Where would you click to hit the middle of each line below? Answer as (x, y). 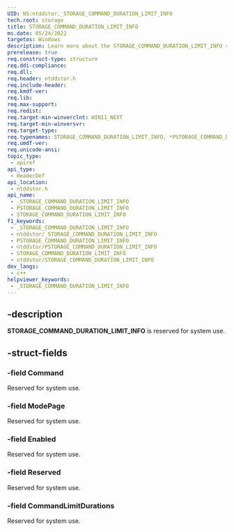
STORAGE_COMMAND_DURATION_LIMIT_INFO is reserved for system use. (116, 331)
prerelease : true (32, 53)
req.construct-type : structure (53, 59)
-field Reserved (34, 473)
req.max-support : (32, 105)
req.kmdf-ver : (28, 91)
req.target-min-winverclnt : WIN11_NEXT (65, 117)
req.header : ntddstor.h (42, 78)
